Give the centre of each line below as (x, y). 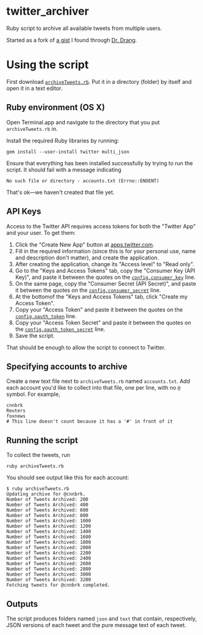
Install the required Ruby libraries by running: (63, 140)
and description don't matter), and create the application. (87, 258)
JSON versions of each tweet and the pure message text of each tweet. (96, 625)
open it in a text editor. (34, 88)
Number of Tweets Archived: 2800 (49, 569)
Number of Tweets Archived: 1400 (49, 532)
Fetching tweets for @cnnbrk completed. (59, 585)
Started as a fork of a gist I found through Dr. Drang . (72, 40)
